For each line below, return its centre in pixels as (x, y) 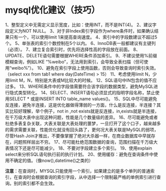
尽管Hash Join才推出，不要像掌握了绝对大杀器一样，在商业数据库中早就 (78, 136)
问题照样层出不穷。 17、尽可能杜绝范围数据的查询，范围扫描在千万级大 (86, 142)
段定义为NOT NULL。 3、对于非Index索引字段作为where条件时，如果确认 (80, 31)
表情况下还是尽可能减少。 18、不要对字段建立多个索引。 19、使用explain (79, 148)
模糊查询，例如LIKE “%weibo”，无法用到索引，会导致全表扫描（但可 (75, 62)
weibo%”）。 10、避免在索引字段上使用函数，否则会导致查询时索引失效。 (85, 68)
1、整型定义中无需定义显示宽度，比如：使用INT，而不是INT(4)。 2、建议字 (81, 25)
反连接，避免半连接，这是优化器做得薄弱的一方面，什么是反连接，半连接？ (81, 105)
